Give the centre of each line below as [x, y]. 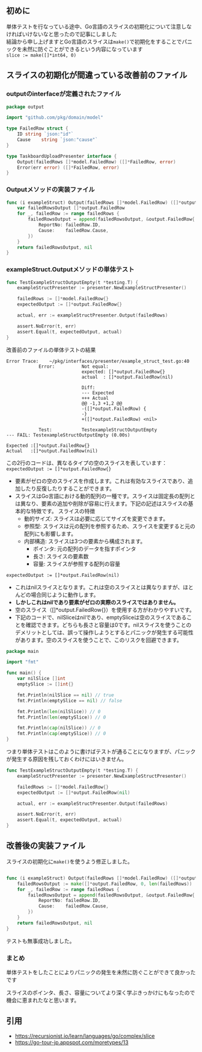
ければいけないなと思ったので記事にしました [62, 34]
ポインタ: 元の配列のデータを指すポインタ [84, 549]
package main [23, 651]
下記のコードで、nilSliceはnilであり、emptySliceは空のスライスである [101, 617]
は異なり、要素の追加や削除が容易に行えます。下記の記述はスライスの [101, 503]
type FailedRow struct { [37, 128]
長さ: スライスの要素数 [61, 556]
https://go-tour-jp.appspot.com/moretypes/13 [72, 1042]
